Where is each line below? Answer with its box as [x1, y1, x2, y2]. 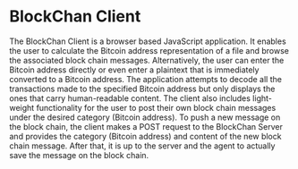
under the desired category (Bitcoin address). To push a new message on [9, 112, 281, 123]
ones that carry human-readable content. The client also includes [9, 92, 251, 104]
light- [251, 92, 273, 104]
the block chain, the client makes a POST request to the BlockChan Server [9, 121, 284, 131]
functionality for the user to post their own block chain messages [36, 102, 277, 113]
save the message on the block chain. [9, 149, 149, 160]
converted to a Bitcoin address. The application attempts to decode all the [9, 73, 282, 84]
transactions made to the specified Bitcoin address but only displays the [9, 83, 276, 94]
